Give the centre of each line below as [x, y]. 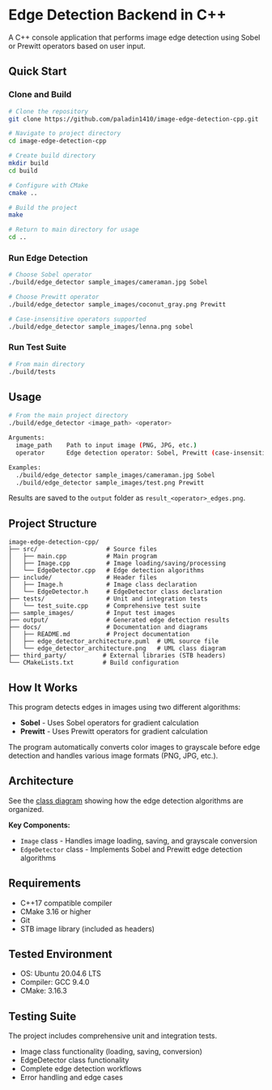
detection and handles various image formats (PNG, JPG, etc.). [113, 756]
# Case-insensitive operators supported [78, 319]
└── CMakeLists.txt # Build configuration [94, 663]
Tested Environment [61, 954]
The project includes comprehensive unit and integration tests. [113, 1036]
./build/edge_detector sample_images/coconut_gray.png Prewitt [117, 304]
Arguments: [27, 438]
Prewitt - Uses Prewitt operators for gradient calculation [114, 732]
